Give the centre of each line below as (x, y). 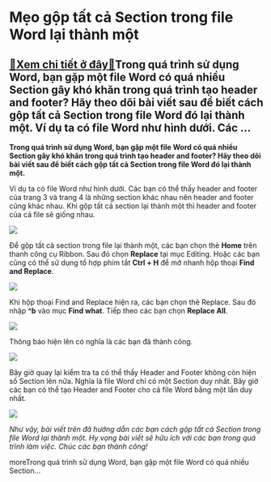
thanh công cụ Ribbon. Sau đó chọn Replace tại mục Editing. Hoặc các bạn (135, 254)
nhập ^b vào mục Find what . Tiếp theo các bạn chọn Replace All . (119, 311)
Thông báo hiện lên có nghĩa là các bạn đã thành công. (101, 341)
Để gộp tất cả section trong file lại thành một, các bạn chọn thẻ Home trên (133, 245)
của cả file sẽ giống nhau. (52, 214)
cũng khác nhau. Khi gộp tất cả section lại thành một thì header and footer (133, 206)
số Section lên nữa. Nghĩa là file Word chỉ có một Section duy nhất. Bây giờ (134, 381)
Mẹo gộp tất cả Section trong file (121, 17)
